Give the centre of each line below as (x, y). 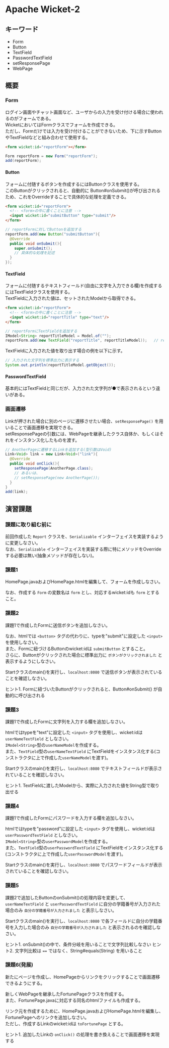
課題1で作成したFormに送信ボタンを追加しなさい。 (58, 625)
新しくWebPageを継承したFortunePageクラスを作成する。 (66, 994)
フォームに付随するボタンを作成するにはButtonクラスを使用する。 (74, 184)
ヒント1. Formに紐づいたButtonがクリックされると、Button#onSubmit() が (81, 689)
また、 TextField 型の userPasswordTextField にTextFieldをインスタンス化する (84, 848)
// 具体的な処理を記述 (35, 253)
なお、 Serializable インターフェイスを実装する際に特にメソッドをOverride (83, 549)
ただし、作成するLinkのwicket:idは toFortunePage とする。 (65, 1023)
